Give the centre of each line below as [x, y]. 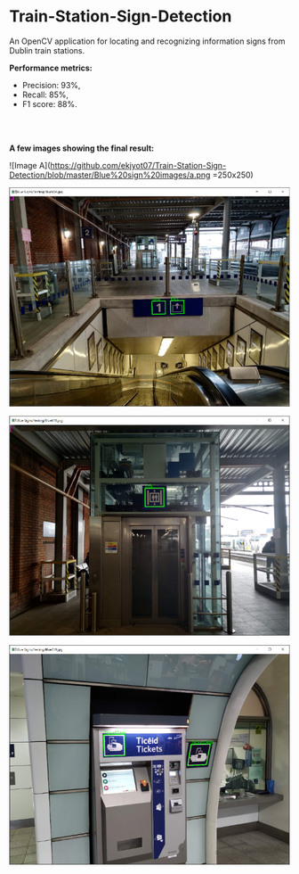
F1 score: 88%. [49, 103]
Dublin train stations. [47, 50]
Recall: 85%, [45, 95]
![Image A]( [30, 165]
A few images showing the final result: [81, 148]
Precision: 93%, [51, 85]
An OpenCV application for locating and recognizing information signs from [147, 41]
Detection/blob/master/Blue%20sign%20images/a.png [110, 175]
